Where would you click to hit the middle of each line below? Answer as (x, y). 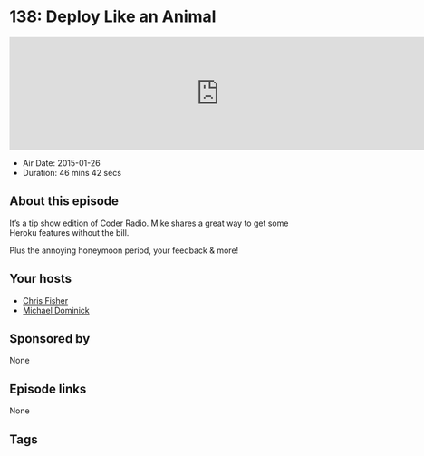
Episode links (48, 388)
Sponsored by (50, 339)
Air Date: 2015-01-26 (62, 163)
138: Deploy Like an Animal (113, 17)
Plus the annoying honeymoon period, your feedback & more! (124, 250)
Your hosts (41, 279)
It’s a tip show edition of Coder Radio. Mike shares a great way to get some (149, 223)
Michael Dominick (56, 310)
